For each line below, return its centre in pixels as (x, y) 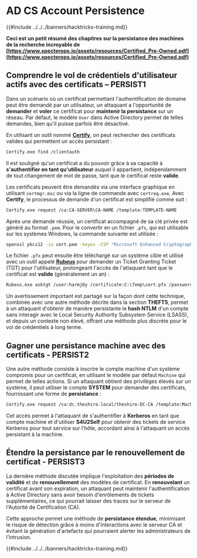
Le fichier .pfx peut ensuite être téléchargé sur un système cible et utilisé (95, 255)
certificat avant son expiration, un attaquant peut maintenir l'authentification (98, 488)
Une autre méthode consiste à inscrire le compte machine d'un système (93, 369)
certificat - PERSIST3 (45, 462)
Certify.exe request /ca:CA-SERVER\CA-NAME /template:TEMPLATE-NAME (91, 210)
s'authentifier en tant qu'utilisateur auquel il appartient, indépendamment (96, 169)
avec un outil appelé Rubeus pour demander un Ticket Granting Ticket (91, 262)
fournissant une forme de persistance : (54, 394)
